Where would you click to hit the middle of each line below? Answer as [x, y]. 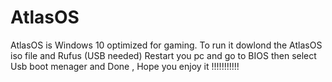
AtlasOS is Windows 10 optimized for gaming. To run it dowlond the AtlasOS [166, 45]
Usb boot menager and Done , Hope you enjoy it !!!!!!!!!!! [125, 66]
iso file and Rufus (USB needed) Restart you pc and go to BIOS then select [163, 55]
